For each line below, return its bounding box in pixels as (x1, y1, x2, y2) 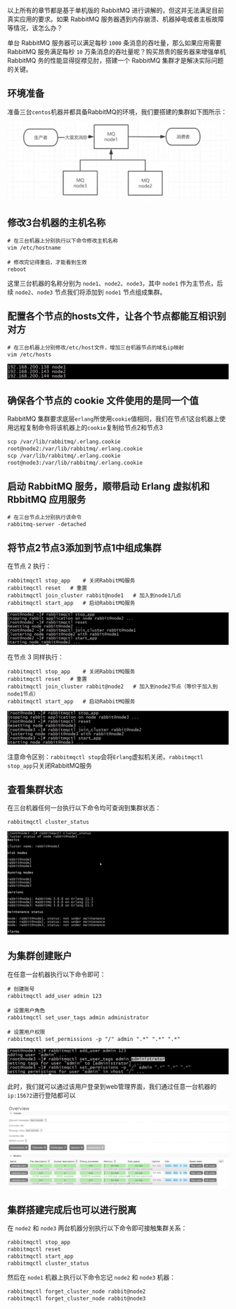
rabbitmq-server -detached (7, 521, 86, 528)
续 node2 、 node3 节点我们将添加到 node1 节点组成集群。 (7, 288, 166, 296)
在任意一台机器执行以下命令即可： (7, 970, 106, 978)
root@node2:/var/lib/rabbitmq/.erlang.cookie (7, 445, 143, 452)
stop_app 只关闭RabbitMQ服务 (7, 761, 93, 770)
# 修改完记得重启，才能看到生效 (7, 259, 87, 266)
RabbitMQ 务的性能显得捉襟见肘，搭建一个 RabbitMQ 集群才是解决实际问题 (7, 56, 224, 65)
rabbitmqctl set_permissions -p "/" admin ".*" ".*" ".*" (7, 1035, 181, 1042)
